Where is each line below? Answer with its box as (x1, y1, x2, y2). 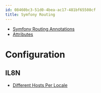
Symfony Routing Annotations (12, 26, 75, 32)
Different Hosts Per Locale (12, 82, 68, 88)
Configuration (5, 49, 66, 60)
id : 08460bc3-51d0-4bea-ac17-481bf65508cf (5, 7, 96, 13)
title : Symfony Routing (5, 12, 56, 17)
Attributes (12, 31, 33, 37)
